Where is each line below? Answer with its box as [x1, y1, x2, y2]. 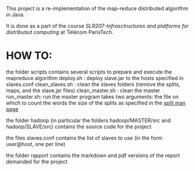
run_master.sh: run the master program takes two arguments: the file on [6, 93, 179, 100]
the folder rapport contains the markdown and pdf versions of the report [6, 152, 180, 159]
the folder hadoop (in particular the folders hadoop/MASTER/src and [6, 117, 171, 124]
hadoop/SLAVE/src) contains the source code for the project [6, 123, 152, 130]
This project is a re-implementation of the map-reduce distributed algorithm [6, 5, 189, 12]
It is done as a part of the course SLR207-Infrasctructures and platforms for [6, 23, 189, 29]
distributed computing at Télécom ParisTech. [6, 29, 114, 36]
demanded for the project [6, 158, 68, 165]
